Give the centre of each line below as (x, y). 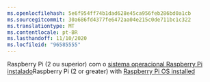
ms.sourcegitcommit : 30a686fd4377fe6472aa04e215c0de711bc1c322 (99, 20)
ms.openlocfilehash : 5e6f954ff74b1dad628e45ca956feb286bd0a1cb (99, 13)
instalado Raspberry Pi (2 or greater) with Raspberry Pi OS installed (101, 71)
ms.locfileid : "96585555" (44, 45)
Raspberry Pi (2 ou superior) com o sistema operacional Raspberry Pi (105, 64)
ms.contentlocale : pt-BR (42, 32)
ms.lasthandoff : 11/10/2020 (47, 39)
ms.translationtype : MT (41, 26)
